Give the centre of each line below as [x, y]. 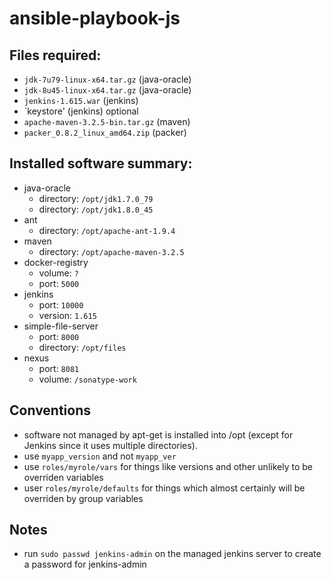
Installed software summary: [101, 163]
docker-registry [56, 262]
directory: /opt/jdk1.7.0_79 [96, 198]
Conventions [50, 410]
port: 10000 [61, 304]
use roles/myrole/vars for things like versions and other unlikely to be [168, 466]
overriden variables [63, 477]
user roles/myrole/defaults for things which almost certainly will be [164, 488]
